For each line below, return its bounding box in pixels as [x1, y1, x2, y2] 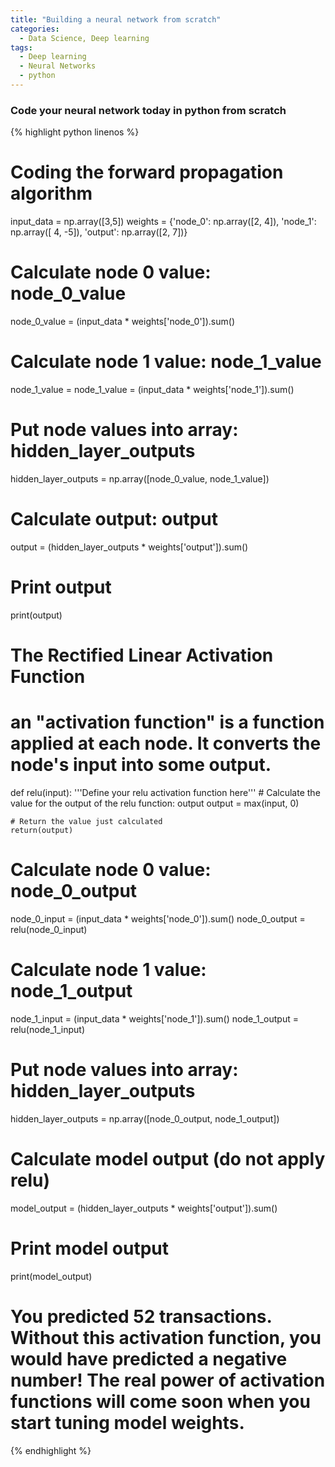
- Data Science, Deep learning [19, 33, 150, 43]
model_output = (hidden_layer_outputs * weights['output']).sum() [10, 1202, 278, 1214]
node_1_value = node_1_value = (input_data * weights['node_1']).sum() [10, 383, 295, 395]
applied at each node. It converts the [10, 732, 322, 755]
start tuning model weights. [10, 1411, 245, 1434]
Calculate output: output [10, 508, 218, 531]
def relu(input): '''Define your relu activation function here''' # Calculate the [10, 786, 321, 798]
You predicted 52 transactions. [10, 1305, 273, 1328]
